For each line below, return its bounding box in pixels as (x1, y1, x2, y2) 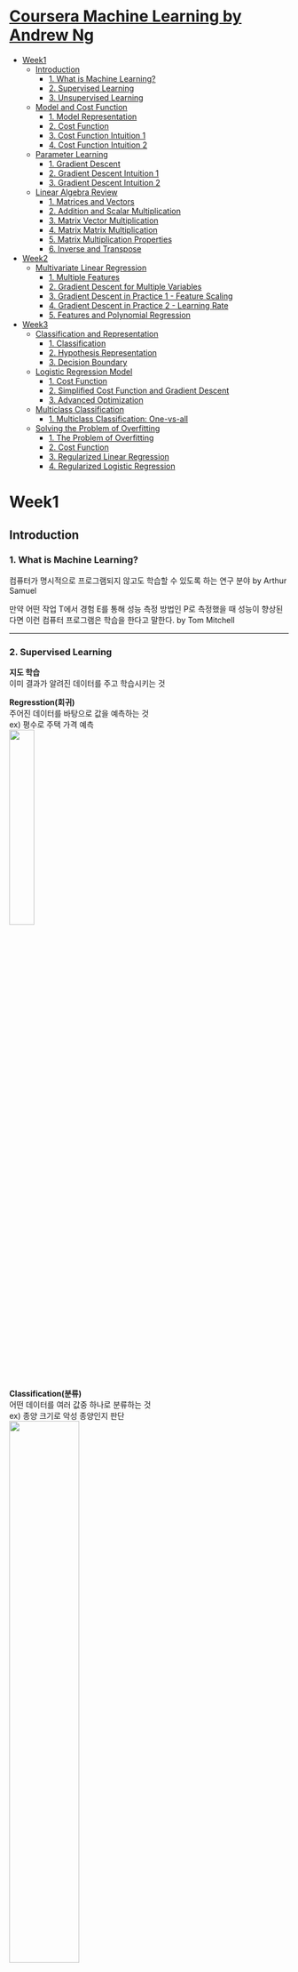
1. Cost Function (48, 375, 108, 386)
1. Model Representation (48, 111, 137, 122)
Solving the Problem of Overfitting (35, 422, 161, 433)
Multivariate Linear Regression (35, 262, 147, 273)
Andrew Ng (9, 25, 95, 45)
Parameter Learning (35, 148, 108, 159)
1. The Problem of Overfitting (48, 432, 154, 443)
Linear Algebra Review (35, 187, 118, 197)
